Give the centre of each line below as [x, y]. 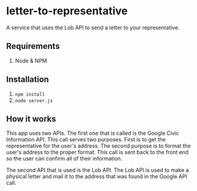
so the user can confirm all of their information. [64, 159]
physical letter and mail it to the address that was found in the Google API [97, 177]
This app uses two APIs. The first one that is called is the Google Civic [93, 133]
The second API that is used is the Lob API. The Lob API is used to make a [98, 170]
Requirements [33, 46]
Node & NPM [31, 60]
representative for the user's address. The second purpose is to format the [99, 146]
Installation [28, 80]
